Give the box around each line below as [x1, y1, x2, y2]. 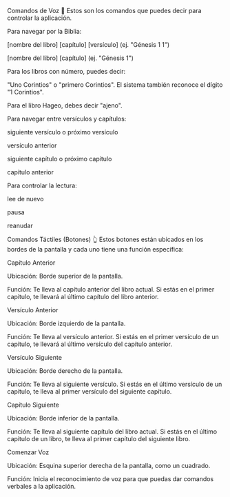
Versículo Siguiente [7, 354, 62, 361]
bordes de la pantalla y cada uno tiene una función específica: [7, 245, 184, 253]
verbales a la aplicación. [7, 483, 76, 490]
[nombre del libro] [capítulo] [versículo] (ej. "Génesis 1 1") [7, 41, 170, 48]
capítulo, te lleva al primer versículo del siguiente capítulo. [7, 387, 172, 396]
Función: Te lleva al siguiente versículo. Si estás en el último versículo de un [7, 380, 222, 388]
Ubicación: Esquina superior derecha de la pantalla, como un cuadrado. [7, 462, 211, 469]
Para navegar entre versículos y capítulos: [7, 114, 127, 123]
